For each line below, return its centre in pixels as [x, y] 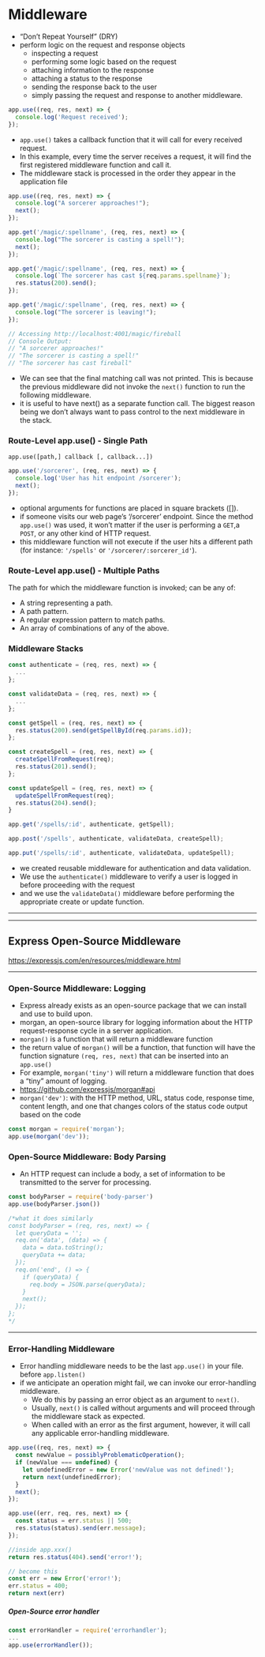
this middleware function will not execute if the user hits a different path [136, 541]
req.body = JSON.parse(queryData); [88, 1284]
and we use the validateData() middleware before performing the [127, 893]
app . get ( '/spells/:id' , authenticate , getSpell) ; [91, 825]
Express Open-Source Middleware [95, 941]
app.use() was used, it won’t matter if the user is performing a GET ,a [130, 525]
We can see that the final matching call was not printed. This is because [136, 378]
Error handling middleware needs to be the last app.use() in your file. [132, 1366]
